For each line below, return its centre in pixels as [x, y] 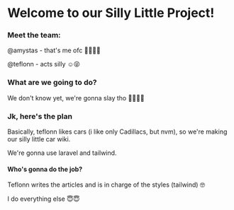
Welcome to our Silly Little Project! [111, 13]
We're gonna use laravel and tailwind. [62, 153]
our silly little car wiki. [39, 139]
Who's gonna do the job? [45, 169]
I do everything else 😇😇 [44, 199]
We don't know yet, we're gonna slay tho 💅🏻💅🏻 [76, 98]
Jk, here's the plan [40, 116]
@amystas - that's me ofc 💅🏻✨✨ [54, 50]
